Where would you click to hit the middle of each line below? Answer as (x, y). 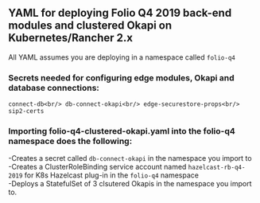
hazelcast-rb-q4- (217, 168)
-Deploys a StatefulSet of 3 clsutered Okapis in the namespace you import (130, 184)
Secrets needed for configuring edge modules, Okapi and (121, 77)
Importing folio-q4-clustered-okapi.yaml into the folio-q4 (122, 131)
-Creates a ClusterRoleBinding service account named (97, 167)
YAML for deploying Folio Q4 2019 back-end (120, 13)
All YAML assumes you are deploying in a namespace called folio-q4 (122, 57)
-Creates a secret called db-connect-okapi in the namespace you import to (130, 158)
